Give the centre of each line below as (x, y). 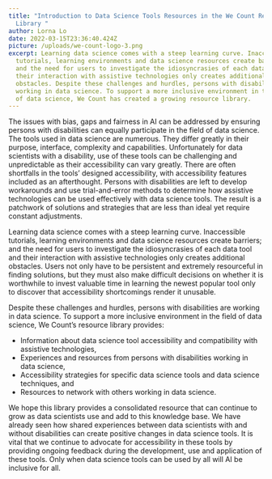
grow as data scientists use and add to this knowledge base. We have (125, 417)
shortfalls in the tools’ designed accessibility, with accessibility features (127, 173)
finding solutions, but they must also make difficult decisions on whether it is (136, 275)
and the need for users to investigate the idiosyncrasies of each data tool (130, 249)
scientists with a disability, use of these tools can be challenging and (123, 156)
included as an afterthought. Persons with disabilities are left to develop (128, 182)
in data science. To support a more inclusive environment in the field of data (135, 316)
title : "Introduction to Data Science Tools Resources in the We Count (132, 16)
